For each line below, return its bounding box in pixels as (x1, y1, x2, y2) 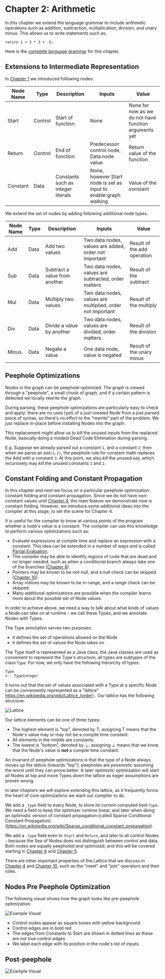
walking (90, 198, 108, 205)
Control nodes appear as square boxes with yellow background (12, 920, 140, 926)
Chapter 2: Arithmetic (5, 3, 96, 15)
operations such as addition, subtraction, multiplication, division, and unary (5, 25, 157, 31)
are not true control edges (12, 936, 65, 942)
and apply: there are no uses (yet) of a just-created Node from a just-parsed (5, 410, 160, 415)
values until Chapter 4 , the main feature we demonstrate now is (24, 498, 152, 504)
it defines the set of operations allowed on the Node (12, 634, 118, 640)
